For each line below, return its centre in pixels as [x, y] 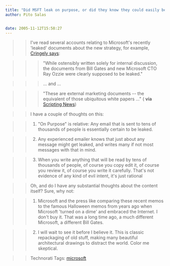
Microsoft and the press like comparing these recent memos [101, 201]
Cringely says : [45, 53]
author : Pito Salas [26, 15]
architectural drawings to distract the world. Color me [93, 243]
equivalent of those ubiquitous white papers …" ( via [97, 99]
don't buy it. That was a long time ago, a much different [95, 217]
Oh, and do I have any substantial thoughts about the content [94, 186]
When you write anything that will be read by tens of [92, 160]
